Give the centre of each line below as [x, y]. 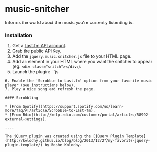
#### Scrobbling [22, 98]
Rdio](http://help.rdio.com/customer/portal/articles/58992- [87, 115]
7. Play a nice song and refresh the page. [50, 89]
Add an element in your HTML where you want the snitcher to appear [82, 62]
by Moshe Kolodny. [63, 145]
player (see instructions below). [40, 85]
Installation [19, 35]
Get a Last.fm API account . [39, 46]
